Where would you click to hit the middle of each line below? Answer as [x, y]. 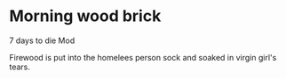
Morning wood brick [85, 16]
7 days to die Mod [42, 40]
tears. [20, 67]
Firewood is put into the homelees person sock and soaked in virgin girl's [143, 57]
